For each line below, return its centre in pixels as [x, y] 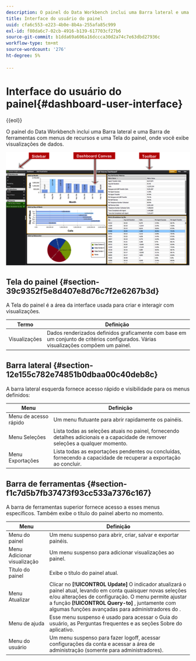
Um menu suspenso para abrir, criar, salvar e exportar [114, 535]
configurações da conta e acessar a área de [102, 644]
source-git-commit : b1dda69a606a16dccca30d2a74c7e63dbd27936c [83, 37]
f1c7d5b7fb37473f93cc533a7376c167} [79, 493]
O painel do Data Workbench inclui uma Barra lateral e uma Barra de [88, 131]
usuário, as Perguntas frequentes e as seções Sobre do [116, 623]
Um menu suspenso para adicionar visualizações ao [112, 552]
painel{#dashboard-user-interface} [94, 104]
